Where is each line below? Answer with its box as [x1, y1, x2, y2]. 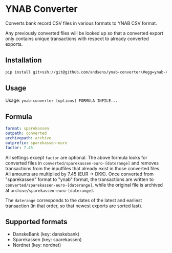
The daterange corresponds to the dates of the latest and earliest [5, 197, 142, 203]
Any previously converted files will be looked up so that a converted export [5, 30, 164, 36]
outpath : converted [5, 131, 47, 136]
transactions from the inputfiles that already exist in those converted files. [5, 165, 161, 171]
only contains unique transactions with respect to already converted [5, 35, 149, 42]
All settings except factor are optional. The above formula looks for [5, 154, 147, 160]
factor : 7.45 [5, 145, 33, 150]
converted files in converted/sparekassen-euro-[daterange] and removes [5, 160, 159, 166]
